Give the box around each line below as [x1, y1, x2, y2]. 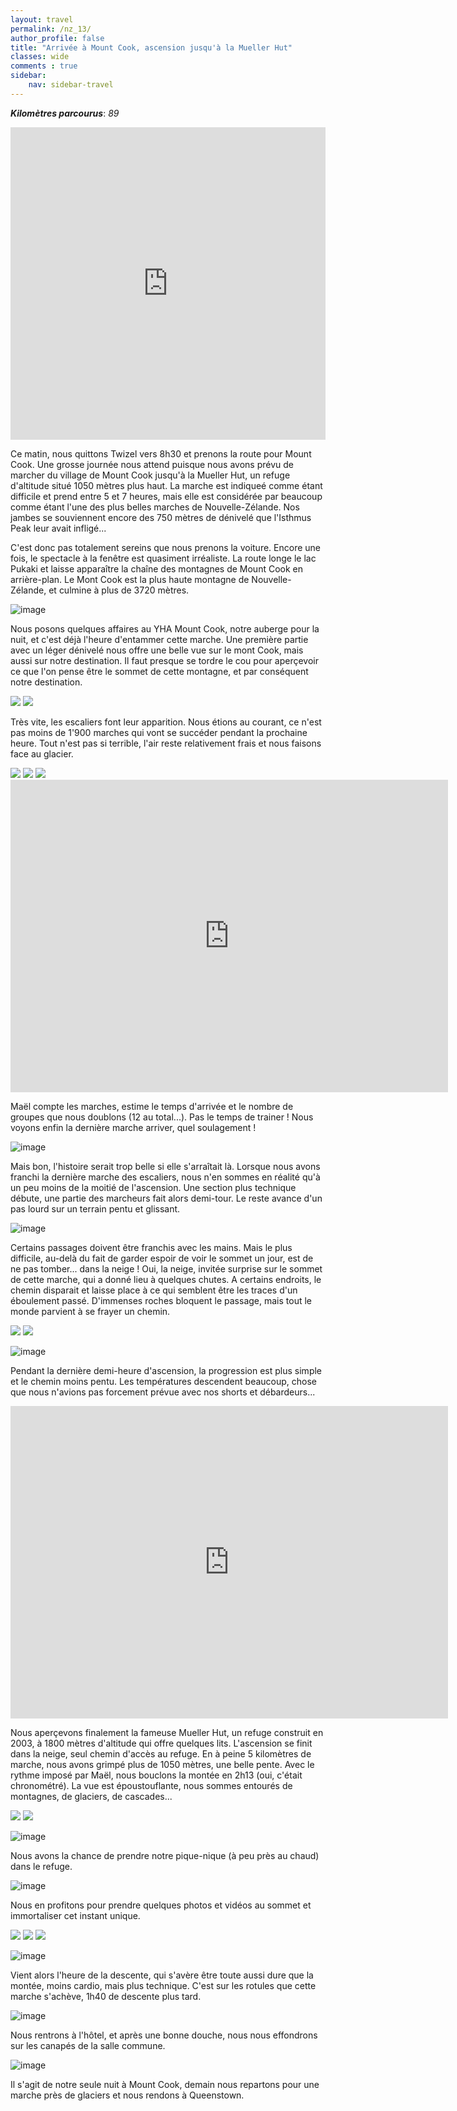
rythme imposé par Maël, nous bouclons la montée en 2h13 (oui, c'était [10, 1769, 303, 1781]
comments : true [10, 61, 78, 71]
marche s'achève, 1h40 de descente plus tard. [10, 1990, 202, 2002]
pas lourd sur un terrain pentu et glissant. [10, 1202, 181, 1215]
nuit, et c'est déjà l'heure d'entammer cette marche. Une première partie [10, 633, 309, 645]
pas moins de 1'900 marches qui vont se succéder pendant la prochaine [10, 726, 308, 738]
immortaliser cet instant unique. [10, 1909, 141, 1921]
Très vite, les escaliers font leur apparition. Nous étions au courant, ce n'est [10, 716, 322, 728]
